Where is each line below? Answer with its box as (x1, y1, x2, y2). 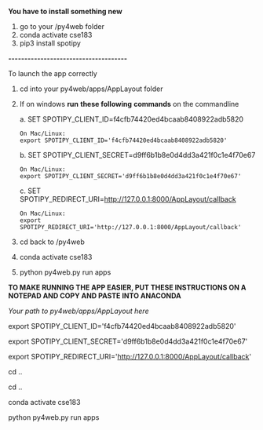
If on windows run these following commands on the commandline (19, 100, 239, 108)
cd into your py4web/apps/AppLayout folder (19, 84, 163, 93)
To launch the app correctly (8, 69, 98, 78)
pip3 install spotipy (19, 38, 81, 48)
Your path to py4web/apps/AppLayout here (8, 306, 149, 315)
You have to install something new (8, 7, 123, 16)
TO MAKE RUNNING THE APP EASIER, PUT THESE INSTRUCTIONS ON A (8, 282, 247, 292)
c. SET (19, 186, 42, 195)
